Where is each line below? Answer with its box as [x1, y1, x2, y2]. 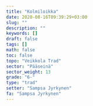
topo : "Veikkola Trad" [6, 58, 61, 64]
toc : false [6, 52, 33, 58]
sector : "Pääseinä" [6, 63, 54, 69]
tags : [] [6, 42, 27, 48]
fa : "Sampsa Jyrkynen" [6, 91, 61, 97]
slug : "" [6, 19, 27, 25]
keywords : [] [6, 31, 38, 37]
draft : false [6, 36, 38, 42]
